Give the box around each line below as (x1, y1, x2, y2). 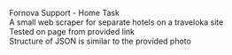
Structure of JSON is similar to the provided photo (9, 35, 192, 46)
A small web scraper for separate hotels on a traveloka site (9, 17, 224, 27)
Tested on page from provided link (9, 27, 135, 36)
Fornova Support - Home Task (9, 8, 120, 18)
